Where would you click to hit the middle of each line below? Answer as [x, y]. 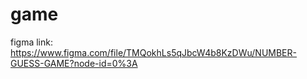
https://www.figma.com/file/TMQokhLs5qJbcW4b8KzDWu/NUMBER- [153, 52]
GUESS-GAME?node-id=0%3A [74, 63]
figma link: [31, 42]
